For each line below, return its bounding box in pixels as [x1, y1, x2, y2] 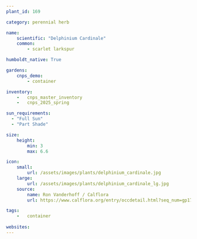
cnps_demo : [16, 73, 43, 79]
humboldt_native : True [6, 57, 62, 63]
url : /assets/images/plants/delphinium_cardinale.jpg [27, 170, 161, 176]
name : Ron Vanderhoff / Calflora [27, 191, 109, 197]
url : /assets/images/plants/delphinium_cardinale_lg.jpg [27, 180, 169, 187]
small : [16, 164, 33, 170]
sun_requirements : [6, 110, 51, 116]
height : [16, 137, 35, 143]
